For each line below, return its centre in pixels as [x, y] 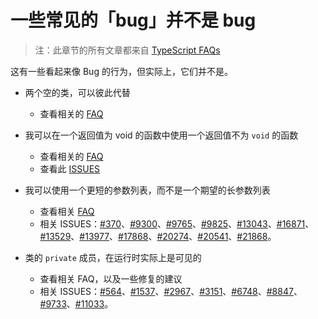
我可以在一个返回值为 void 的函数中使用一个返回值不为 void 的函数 [161, 135]
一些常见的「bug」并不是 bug [133, 20]
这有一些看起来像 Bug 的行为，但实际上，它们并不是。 [121, 71]
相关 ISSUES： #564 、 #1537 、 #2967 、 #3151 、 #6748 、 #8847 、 [171, 291]
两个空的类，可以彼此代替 [77, 92]
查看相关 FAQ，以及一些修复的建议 [111, 278]
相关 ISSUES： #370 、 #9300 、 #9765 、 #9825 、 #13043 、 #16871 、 [177, 223]
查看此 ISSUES [70, 168]
